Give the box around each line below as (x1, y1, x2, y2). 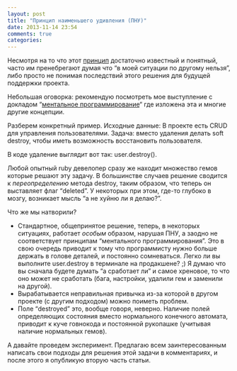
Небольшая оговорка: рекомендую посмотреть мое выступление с (7, 93, 213, 101)
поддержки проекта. (7, 79, 70, 87)
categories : (7, 37, 42, 44)
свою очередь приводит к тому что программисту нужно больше (17, 244, 217, 253)
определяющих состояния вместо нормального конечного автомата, (17, 312, 229, 321)
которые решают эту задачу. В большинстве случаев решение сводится (7, 172, 228, 180)
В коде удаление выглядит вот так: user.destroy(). (7, 150, 157, 159)
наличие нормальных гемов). (17, 327, 108, 336)
